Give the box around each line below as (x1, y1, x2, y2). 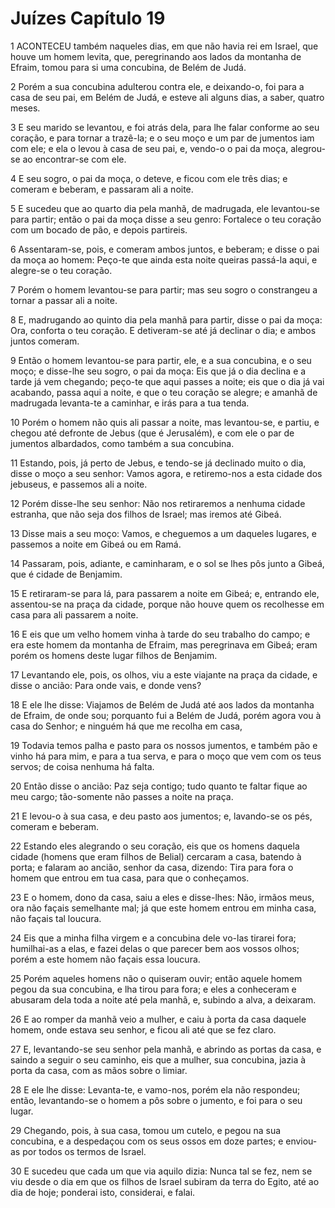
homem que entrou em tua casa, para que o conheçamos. (10, 872, 250, 884)
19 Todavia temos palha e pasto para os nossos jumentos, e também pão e (10, 739, 318, 751)
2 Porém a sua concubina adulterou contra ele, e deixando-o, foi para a (10, 80, 305, 92)
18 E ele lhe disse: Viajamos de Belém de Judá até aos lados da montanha (10, 698, 315, 711)
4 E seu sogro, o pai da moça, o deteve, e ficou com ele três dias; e (10, 172, 288, 184)
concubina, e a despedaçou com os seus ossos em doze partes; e (10, 1135, 284, 1147)
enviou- (285, 1135, 318, 1147)
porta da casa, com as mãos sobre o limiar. (10, 1064, 188, 1076)
